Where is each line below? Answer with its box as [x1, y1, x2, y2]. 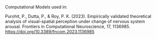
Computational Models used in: [5, 4, 68, 10]
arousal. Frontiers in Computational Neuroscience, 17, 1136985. [5, 24, 130, 29]
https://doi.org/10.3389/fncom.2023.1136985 [5, 29, 95, 34]
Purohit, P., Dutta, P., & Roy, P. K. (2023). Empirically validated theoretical [5, 13, 152, 19]
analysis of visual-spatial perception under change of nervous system [5, 19, 145, 24]
